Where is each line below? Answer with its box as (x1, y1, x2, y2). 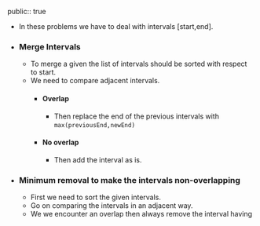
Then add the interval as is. (53, 155, 142, 164)
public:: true (7, 7, 46, 16)
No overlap (42, 137, 79, 148)
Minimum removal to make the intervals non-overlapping (18, 174, 241, 185)
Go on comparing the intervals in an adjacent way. (30, 201, 193, 210)
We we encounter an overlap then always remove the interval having (30, 210, 253, 218)
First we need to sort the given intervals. (30, 192, 162, 202)
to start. (30, 67, 57, 77)
